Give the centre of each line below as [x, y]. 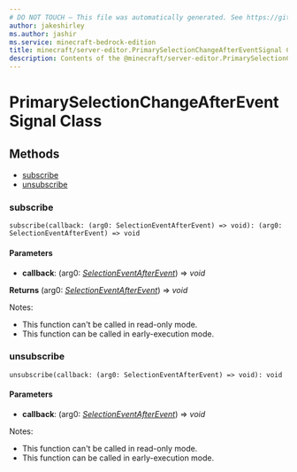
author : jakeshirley [47, 26]
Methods [34, 154]
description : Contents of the [65, 58]
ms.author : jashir [43, 34]
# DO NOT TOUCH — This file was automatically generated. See [126, 17]
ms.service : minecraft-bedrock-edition [83, 42]
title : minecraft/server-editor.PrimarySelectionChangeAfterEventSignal [146, 50]
